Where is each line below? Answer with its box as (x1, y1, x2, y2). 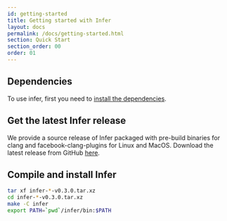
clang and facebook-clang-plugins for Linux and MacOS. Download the (7, 141, 214, 149)
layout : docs (7, 23, 46, 30)
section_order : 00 (7, 43, 61, 50)
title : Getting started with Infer (7, 17, 112, 24)
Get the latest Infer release (7, 115, 127, 127)
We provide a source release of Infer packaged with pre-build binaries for (7, 133, 220, 141)
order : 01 (7, 50, 37, 57)
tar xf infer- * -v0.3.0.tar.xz (7, 187, 96, 194)
